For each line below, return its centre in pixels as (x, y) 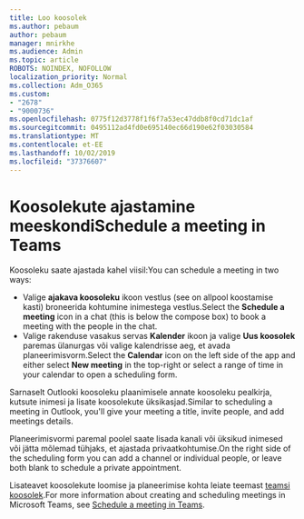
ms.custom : (30, 94)
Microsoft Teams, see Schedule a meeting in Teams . (108, 504)
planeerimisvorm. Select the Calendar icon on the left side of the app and (159, 355)
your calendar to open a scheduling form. (100, 374)
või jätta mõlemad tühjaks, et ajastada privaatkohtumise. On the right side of (151, 449)
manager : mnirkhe (42, 43)
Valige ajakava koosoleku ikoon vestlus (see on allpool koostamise (148, 297)
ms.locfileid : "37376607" (58, 161)
